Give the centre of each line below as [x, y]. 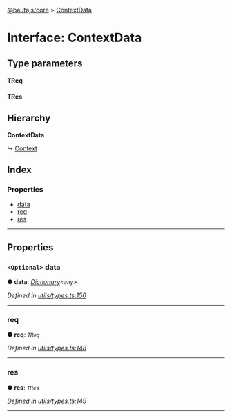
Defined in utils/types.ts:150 [47, 295]
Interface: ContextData [75, 38]
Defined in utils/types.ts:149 [47, 401]
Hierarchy [29, 118]
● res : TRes [23, 387]
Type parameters [45, 63]
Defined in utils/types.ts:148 [47, 348]
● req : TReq [23, 335]
